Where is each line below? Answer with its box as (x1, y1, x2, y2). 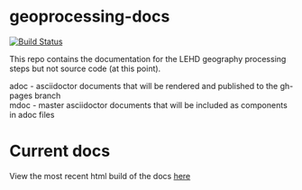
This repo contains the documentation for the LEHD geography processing (9, 53, 287, 64)
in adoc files (9, 109, 55, 120)
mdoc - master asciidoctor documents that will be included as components (9, 99, 288, 110)
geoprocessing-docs (9, 6, 170, 27)
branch (34, 90, 61, 101)
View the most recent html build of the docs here (9, 170, 191, 181)
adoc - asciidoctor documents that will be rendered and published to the (9, 80, 279, 91)
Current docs (9, 141, 111, 161)
